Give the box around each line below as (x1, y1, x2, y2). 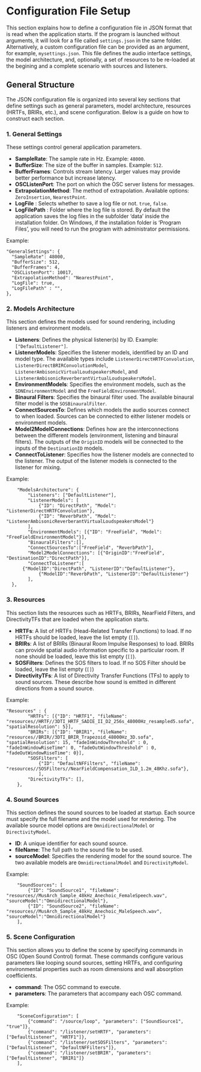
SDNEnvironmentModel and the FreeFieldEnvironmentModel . (14, 387, 157, 395)
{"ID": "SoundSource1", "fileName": (28, 887, 119, 893)
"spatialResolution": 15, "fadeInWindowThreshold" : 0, (6, 739, 149, 745)
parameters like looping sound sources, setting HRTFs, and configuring (6, 959, 183, 966)
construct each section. (6, 115, 65, 122)
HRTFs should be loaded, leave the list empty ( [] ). (14, 634, 140, 641)
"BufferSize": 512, (11, 259, 61, 265)
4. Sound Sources (6, 795, 59, 804)
